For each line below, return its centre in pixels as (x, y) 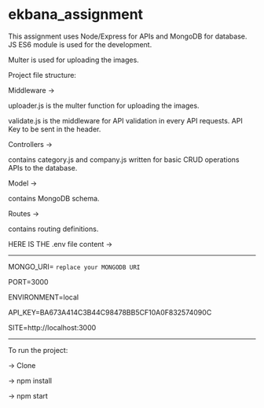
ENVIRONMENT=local (44, 297)
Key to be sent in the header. (55, 129)
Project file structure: (42, 75)
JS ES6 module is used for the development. (80, 44)
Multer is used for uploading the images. (73, 60)
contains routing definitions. (53, 229)
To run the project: (38, 350)
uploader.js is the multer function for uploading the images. (104, 105)
